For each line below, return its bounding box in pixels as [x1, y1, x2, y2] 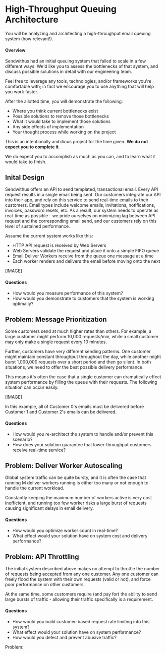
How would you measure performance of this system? [12, 290, 123, 296]
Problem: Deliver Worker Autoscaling [5, 461, 123, 470]
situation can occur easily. [5, 384, 58, 390]
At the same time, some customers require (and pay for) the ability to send [5, 591, 157, 597]
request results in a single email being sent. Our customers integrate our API [5, 191, 161, 197]
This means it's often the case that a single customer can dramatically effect [5, 373, 162, 380]
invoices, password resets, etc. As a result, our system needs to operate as [5, 207, 159, 213]
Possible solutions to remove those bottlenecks [12, 113, 109, 119]
